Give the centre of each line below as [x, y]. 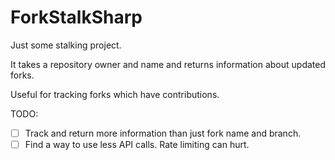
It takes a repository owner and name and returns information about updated [168, 64]
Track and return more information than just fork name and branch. [163, 133]
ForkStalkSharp [76, 17]
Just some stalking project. [66, 45]
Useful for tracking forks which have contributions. [115, 94]
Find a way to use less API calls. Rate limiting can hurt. [137, 144]
